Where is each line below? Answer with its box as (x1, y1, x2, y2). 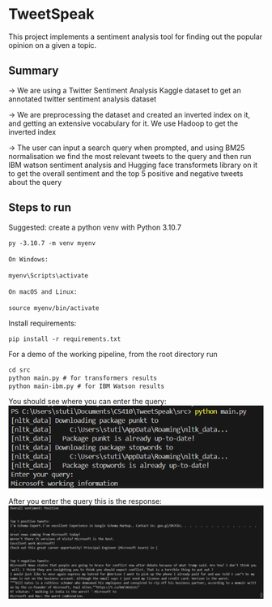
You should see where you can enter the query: (8, 396, 167, 406)
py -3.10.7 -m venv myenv (8, 239, 96, 248)
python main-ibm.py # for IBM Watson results (8, 382, 164, 390)
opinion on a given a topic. (8, 40, 97, 50)
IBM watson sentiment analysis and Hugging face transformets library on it (8, 160, 257, 170)
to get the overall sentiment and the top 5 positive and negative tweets (8, 168, 244, 179)
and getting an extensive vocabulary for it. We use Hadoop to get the (8, 118, 239, 128)
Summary (8, 64, 59, 78)
